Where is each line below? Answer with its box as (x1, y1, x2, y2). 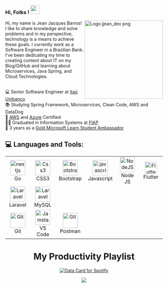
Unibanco (5, 96, 25, 102)
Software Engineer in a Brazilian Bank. (5, 47, 84, 53)
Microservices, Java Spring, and (5, 68, 72, 74)
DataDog (5, 109, 23, 115)
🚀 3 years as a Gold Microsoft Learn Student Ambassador (5, 125, 124, 131)
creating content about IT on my (5, 58, 71, 64)
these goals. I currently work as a (5, 42, 74, 48)
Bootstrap (58, 175, 82, 182)
